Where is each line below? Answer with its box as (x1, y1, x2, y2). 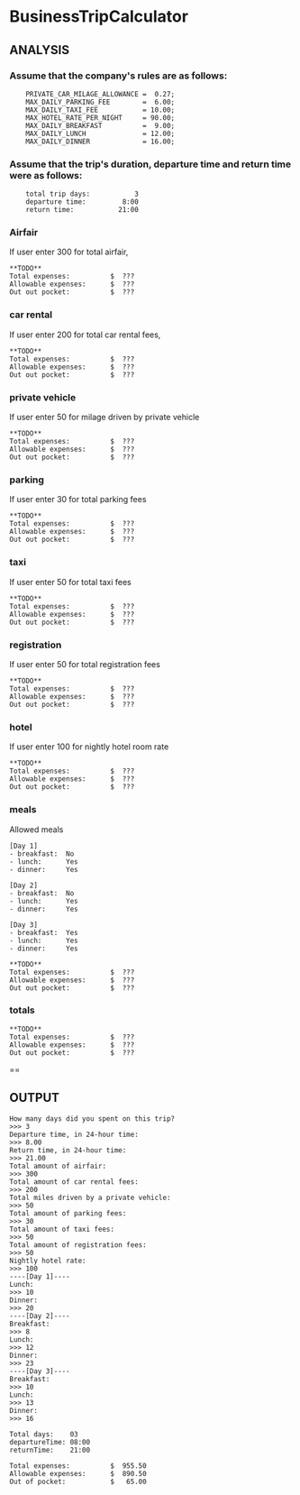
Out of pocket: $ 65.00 (9, 1477, 147, 1486)
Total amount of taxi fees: (9, 1224, 115, 1234)
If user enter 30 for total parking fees (9, 494, 147, 505)
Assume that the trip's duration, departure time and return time (9, 158, 292, 170)
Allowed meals (9, 823, 64, 835)
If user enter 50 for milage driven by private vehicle (9, 412, 200, 423)
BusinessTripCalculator (9, 6, 189, 27)
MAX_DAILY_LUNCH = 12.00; (25, 129, 176, 138)
